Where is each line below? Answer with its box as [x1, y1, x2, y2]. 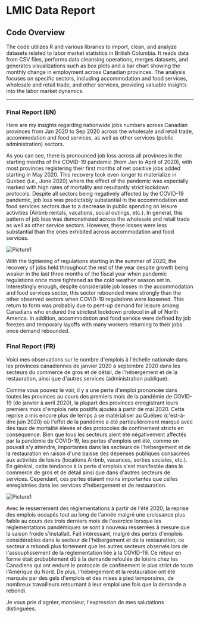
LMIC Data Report [6, 4, 95, 17]
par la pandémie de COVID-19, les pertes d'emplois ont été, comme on [6, 437, 180, 444]
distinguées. [6, 605, 37, 612]
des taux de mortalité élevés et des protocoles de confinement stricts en [6, 424, 184, 431]
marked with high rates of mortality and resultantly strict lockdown [6, 184, 170, 191]
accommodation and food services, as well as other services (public [6, 134, 174, 141]
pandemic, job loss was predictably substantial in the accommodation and [6, 196, 188, 203]
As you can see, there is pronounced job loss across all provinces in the [6, 152, 183, 159]
